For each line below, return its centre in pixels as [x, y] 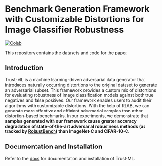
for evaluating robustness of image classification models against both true [79, 95]
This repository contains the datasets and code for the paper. [66, 53]
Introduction [24, 68]
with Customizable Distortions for [75, 19]
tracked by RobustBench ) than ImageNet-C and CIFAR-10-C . [67, 131]
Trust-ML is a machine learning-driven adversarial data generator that [75, 79]
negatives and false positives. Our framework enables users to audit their [78, 100]
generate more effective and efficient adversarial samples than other [74, 111]
